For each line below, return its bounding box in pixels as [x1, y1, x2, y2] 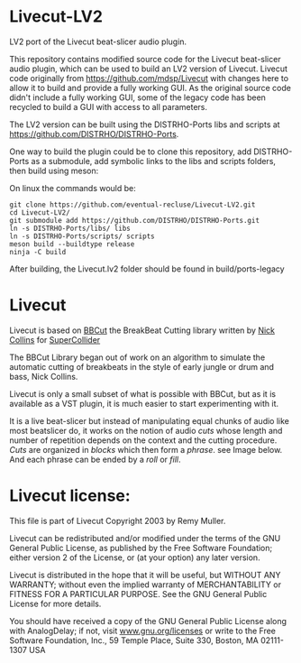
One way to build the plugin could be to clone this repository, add [9, 146, 252, 157]
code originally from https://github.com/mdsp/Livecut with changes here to [9, 72, 289, 83]
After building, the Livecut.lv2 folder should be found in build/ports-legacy [9, 263, 286, 274]
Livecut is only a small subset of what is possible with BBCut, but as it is [9, 388, 277, 399]
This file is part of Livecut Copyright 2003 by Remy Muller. [9, 515, 226, 526]
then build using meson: [9, 165, 99, 176]
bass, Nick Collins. [9, 371, 78, 382]
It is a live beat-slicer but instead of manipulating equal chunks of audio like [9, 415, 290, 426]
